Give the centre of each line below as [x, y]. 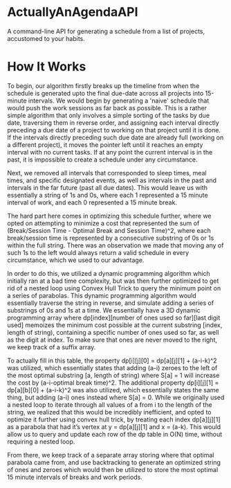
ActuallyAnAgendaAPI [73, 12]
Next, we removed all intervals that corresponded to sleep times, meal [107, 173]
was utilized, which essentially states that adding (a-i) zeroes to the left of [112, 367]
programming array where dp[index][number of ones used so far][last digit [114, 317]
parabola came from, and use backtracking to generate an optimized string [114, 462]
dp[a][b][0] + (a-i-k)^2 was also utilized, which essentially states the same [113, 390]
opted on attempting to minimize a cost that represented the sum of [103, 223]
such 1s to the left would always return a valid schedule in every [98, 252]
